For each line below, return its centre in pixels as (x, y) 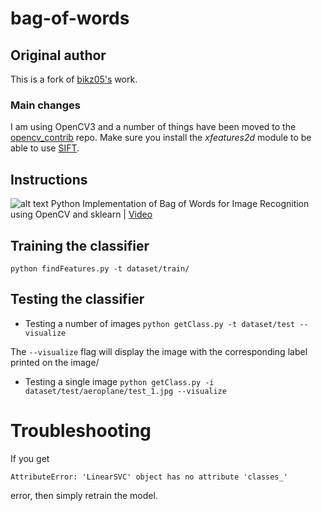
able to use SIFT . (45, 148)
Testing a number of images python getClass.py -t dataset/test (160, 323)
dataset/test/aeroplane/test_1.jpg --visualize (125, 391)
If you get (30, 458)
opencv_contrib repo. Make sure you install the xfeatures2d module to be (161, 138)
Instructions (49, 179)
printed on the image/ (55, 362)
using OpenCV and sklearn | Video (81, 214)
